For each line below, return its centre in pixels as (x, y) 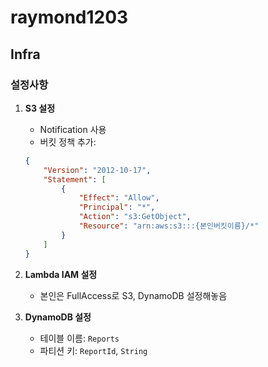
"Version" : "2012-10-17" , (97, 170)
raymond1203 (69, 17)
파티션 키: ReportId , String (93, 350)
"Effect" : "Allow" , (119, 198)
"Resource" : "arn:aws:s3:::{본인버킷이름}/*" (169, 226)
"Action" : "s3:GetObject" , (135, 217)
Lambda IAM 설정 (61, 274)
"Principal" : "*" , (117, 207)
